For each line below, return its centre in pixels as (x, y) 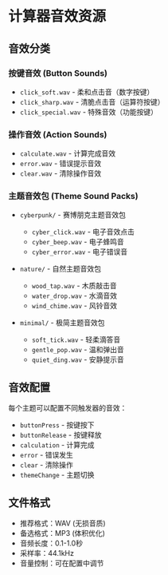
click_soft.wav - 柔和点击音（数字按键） (87, 92)
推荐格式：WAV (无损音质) (63, 523)
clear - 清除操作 (46, 465)
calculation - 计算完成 (57, 445)
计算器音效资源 (57, 16)
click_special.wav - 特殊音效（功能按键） (88, 112)
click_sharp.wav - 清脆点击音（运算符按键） (92, 101)
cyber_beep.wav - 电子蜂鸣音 (78, 242)
